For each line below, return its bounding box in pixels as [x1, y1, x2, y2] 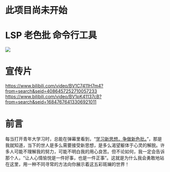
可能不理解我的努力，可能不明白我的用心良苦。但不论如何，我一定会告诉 [14, 149, 165, 154]
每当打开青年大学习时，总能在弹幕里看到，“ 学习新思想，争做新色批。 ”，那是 [5, 136, 162, 142]
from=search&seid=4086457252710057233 [5, 88, 98, 94]
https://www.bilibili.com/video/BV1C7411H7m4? [5, 83, 104, 89]
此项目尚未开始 [5, 5, 68, 16]
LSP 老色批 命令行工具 [5, 30, 97, 41]
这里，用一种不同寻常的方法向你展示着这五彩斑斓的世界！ [9, 161, 130, 167]
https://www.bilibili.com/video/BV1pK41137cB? [5, 94, 102, 100]
